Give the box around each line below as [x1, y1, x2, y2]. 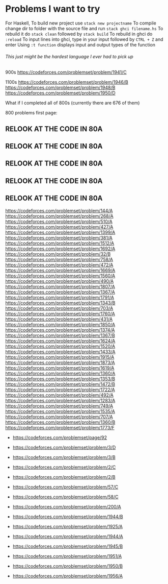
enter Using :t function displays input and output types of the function [5, 41, 156, 47]
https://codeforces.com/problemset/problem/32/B [5, 251, 111, 257]
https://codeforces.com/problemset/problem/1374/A [5, 327, 116, 333]
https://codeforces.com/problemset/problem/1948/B [5, 85, 116, 91]
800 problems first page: [5, 110, 58, 116]
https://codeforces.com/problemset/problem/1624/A [5, 337, 116, 344]
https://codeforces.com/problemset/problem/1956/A [12, 573, 123, 579]
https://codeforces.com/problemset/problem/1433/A [5, 348, 116, 355]
